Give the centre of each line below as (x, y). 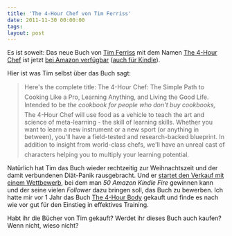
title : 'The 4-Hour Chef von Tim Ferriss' (69, 13)
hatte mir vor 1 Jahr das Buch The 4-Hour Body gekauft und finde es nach (113, 197)
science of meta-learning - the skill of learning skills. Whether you (118, 122)
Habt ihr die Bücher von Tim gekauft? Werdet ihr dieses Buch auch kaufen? (114, 218)
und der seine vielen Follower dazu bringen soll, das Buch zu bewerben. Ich (115, 190)
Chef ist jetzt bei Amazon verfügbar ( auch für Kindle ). (84, 60)
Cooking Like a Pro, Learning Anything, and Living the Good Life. (116, 97)
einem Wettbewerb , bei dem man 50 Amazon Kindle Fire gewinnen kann (110, 183)
